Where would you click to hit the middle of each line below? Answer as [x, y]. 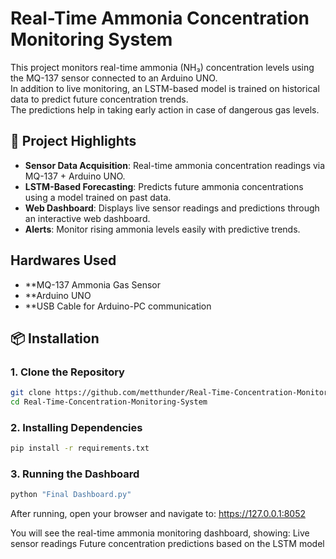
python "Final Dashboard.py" [71, 495]
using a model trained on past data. [98, 197]
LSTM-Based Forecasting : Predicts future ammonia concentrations [164, 186]
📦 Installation [55, 338]
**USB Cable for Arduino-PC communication [118, 306]
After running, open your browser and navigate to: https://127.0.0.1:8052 [158, 514]
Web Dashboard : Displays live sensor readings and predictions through [172, 208]
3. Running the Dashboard [75, 474]
